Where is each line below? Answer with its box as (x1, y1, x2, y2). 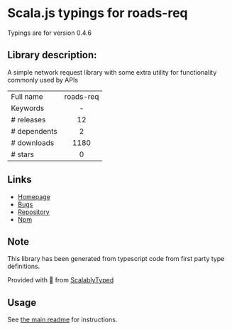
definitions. (7, 262, 40, 271)
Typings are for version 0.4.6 (7, 28, 92, 37)
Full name (11, 91, 44, 101)
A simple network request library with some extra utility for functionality (7, 68, 217, 76)
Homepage (17, 192, 51, 201)
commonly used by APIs (7, 75, 79, 84)
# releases (11, 115, 46, 124)
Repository (17, 208, 50, 216)
